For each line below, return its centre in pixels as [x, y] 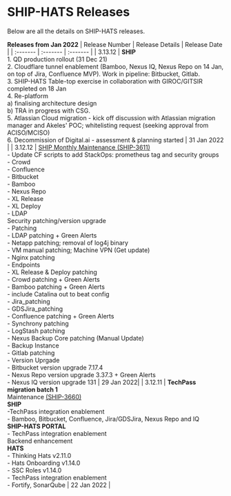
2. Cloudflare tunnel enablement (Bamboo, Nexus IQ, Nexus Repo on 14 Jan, [115, 66]
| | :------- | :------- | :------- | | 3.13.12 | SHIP [72, 52]
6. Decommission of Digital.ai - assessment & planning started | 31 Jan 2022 [115, 140]
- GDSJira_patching [35, 309]
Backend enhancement [40, 441]
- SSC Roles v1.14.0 [34, 470]
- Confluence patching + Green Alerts [61, 316]
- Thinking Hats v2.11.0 [39, 455]
